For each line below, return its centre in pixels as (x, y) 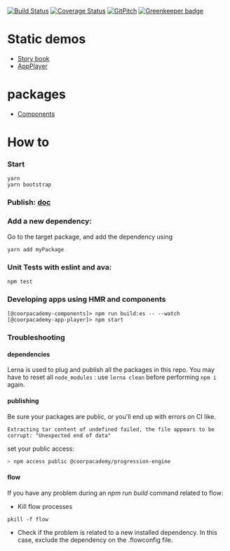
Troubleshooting (36, 338)
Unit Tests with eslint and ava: (60, 267)
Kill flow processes (45, 506)
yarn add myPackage (36, 249)
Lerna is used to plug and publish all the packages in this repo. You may (111, 370)
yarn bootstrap (29, 185)
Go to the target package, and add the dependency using (90, 237)
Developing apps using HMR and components (87, 299)
